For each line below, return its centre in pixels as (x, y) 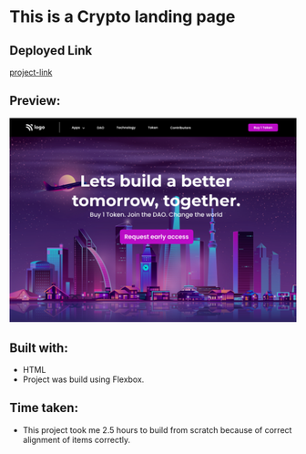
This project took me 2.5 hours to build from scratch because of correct (157, 429)
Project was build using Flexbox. (83, 379)
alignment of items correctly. (76, 439)
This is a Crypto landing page (122, 17)
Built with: (39, 348)
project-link (31, 72)
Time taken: (44, 408)
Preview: (35, 101)
